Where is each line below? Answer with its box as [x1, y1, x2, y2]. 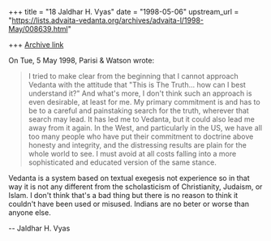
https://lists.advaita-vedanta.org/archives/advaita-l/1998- [11, 15, 204, 25]
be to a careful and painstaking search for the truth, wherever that [28, 105, 249, 115]
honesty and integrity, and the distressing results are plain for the [28, 140, 247, 149]
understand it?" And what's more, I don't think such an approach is [28, 88, 252, 98]
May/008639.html [8, 24, 68, 33]
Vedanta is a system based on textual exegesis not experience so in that [8, 174, 250, 183]
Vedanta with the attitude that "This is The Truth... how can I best [28, 80, 246, 89]
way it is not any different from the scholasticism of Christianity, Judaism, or [8, 182, 263, 192]
